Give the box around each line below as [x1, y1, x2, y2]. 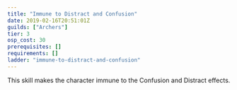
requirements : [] [7, 50, 59, 57]
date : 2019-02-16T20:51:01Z [7, 17, 91, 24]
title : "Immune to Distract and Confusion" [7, 10, 138, 18]
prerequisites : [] [7, 43, 62, 50]
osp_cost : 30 [7, 37, 46, 44]
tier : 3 [7, 30, 30, 38]
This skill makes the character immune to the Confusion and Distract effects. [7, 76, 231, 84]
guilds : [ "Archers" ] [7, 23, 69, 30]
